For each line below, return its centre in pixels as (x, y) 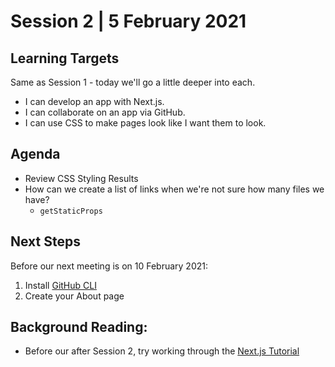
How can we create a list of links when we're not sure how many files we (174, 189)
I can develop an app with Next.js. (94, 101)
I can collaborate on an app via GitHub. (105, 112)
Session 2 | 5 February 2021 (128, 21)
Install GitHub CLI (60, 285)
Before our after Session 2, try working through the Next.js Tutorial (162, 351)
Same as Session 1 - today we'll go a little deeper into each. (133, 82)
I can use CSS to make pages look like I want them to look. (145, 123)
